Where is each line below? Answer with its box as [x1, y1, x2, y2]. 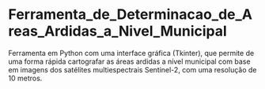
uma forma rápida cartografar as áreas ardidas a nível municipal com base [8, 57, 251, 66]
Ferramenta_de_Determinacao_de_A [8, 6, 253, 24]
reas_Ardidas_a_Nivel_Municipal [8, 22, 227, 40]
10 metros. [8, 73, 43, 83]
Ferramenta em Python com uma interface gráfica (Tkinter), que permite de [8, 48, 255, 57]
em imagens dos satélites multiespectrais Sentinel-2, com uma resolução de [8, 65, 257, 74]
